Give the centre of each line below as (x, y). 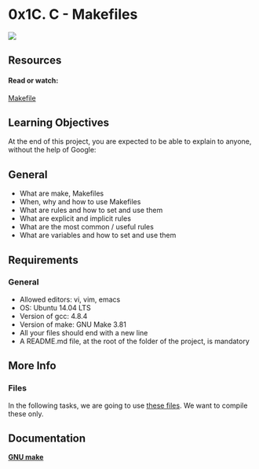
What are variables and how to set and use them (98, 235)
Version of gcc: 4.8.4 (53, 316)
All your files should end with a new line (84, 332)
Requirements (43, 260)
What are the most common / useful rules (87, 227)
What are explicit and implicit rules (75, 218)
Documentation (47, 438)
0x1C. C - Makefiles (73, 15)
